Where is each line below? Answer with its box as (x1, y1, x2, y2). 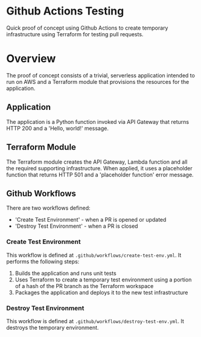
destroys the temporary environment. (6, 324, 99, 331)
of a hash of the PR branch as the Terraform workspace (14, 282, 154, 289)
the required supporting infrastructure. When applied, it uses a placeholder (6, 164, 193, 172)
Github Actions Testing (6, 4, 124, 18)
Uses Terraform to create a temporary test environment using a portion (14, 276, 192, 283)
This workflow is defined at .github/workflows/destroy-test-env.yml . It (6, 317, 184, 324)
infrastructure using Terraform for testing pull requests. (6, 30, 144, 37)
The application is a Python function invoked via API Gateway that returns (6, 118, 189, 125)
